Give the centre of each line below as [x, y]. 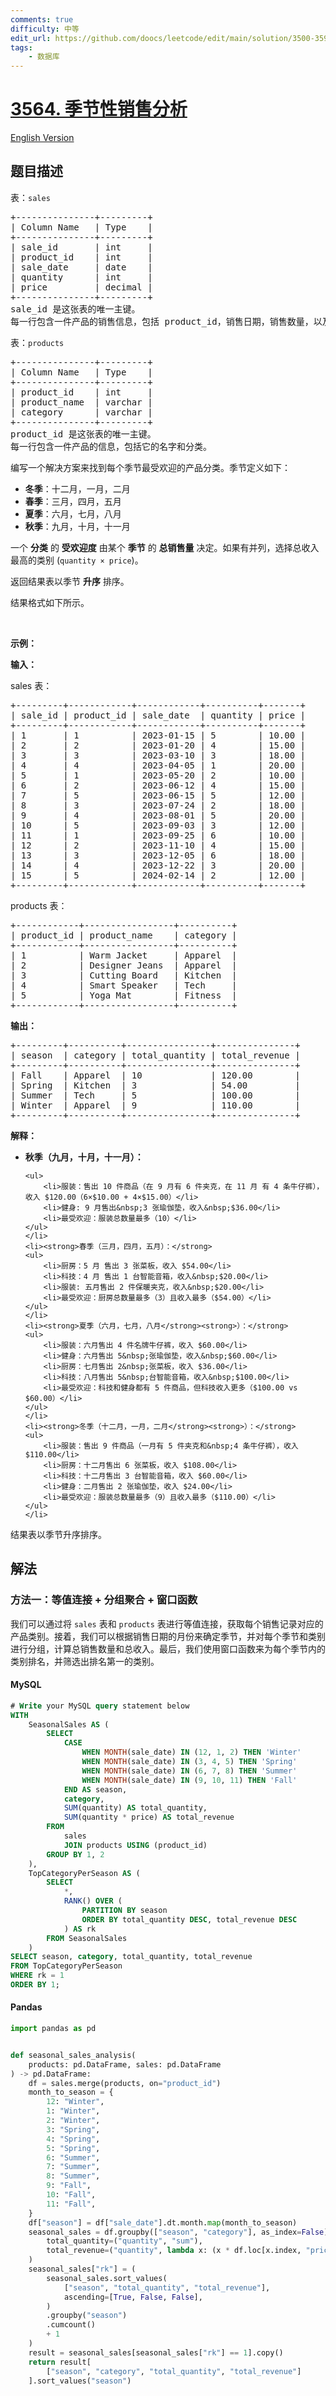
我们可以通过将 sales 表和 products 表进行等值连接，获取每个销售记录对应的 [167, 1623]
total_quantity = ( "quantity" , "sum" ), [124, 2241]
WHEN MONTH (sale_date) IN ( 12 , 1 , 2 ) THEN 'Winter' [191, 1752]
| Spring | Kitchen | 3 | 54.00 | [155, 1085]
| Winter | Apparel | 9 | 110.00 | [155, 1105]
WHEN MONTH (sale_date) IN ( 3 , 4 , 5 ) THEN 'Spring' [189, 1762]
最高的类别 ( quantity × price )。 [77, 560]
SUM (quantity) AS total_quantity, [135, 1808]
